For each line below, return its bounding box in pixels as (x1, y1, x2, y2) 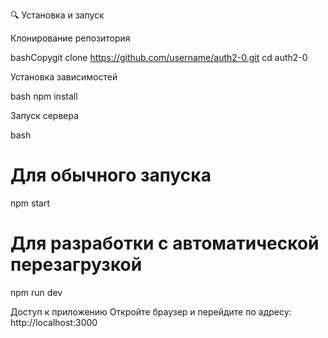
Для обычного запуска (10, 164, 212, 187)
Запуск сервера (10, 110, 80, 121)
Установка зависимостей (10, 71, 118, 83)
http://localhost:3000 (10, 316, 98, 328)
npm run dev (10, 286, 63, 298)
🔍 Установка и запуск (10, 9, 105, 21)
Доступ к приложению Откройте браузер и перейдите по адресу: (10, 305, 292, 318)
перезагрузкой (10, 254, 143, 276)
